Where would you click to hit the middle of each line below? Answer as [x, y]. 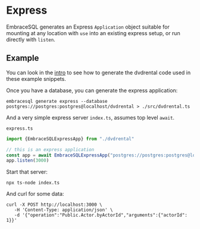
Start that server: [27, 172]
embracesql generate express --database [57, 101]
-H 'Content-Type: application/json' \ [63, 210]
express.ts [20, 128]
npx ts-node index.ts [33, 183]
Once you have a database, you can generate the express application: [92, 90]
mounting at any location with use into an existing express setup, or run [93, 33]
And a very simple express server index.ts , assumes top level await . [90, 117]
